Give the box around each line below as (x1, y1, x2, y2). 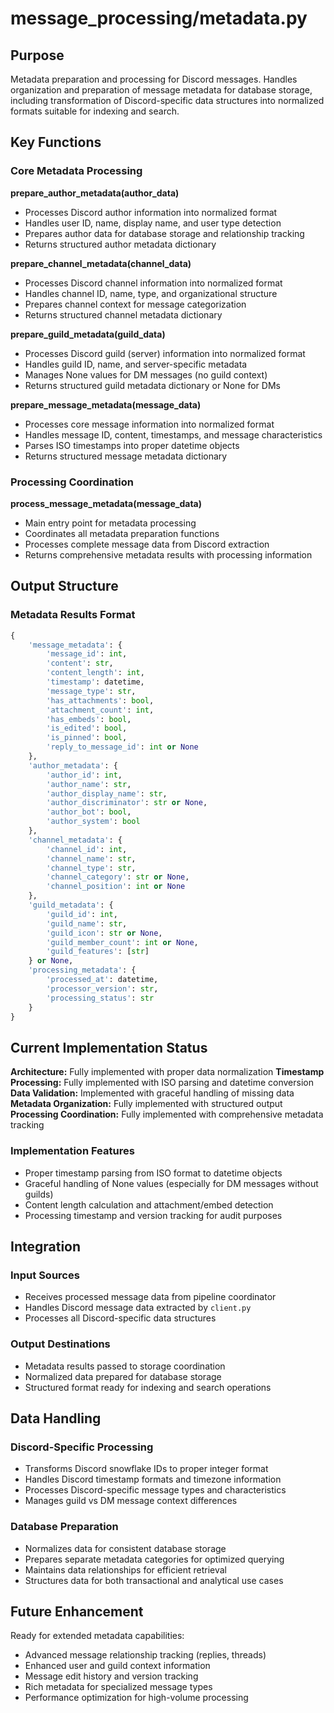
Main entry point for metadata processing (24, 517, 197, 529)
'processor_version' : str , (46, 983, 159, 994)
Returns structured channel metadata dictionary (24, 308, 223, 321)
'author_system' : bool (46, 817, 141, 827)
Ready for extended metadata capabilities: (10, 1630, 185, 1642)
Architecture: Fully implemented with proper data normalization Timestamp (10, 1066, 325, 1078)
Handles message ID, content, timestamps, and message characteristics (24, 428, 323, 441)
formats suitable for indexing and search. (10, 105, 180, 117)
